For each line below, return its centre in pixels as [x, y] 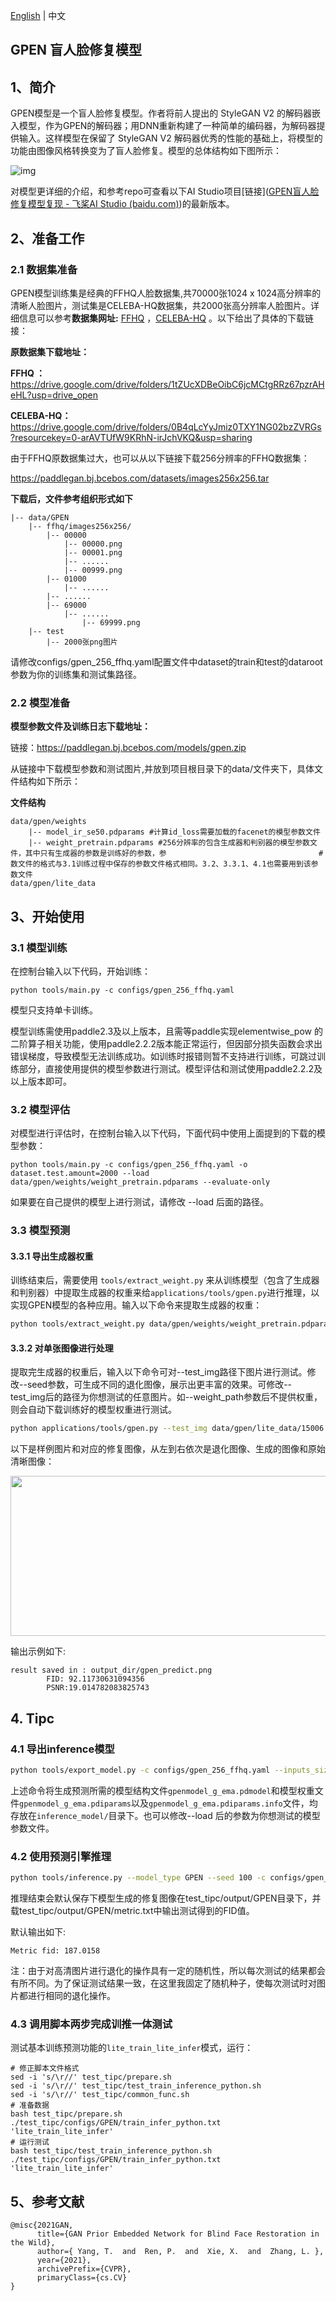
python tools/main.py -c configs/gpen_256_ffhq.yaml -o [129, 1165]
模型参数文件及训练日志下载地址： [80, 726]
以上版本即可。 [41, 1081]
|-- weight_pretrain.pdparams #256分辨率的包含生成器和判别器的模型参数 [169, 843]
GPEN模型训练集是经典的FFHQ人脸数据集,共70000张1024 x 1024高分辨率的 [166, 293]
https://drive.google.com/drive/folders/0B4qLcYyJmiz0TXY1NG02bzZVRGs [166, 426]
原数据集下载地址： [50, 351]
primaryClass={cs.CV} [82, 2278]
